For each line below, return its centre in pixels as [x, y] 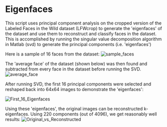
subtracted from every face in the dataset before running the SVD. [73, 69]
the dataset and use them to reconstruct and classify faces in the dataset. [81, 33]
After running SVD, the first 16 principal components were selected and [78, 84]
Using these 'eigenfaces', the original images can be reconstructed [74, 108]
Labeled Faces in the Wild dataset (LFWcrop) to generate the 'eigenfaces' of [84, 28]
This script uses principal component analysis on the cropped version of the [83, 23]
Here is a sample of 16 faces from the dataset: [52, 54]
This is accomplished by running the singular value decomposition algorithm [83, 39]
